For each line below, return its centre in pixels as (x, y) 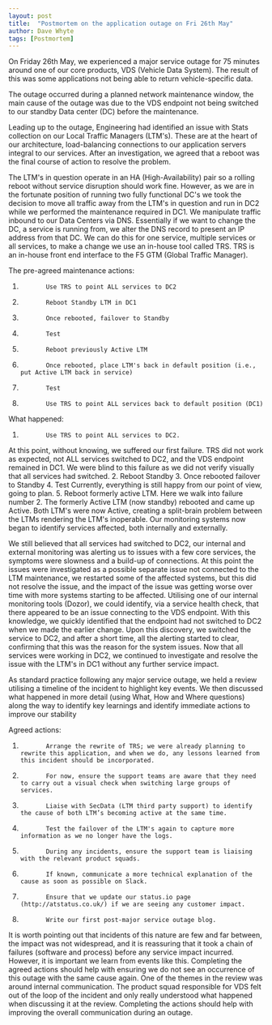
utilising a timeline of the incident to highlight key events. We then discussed (136, 689)
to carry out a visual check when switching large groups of (125, 784)
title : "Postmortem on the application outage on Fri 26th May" (121, 23)
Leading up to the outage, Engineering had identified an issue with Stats (128, 127)
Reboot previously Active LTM (97, 350)
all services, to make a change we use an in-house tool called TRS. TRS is (132, 246)
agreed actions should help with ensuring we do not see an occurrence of (132, 970)
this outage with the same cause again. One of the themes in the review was (136, 978)
